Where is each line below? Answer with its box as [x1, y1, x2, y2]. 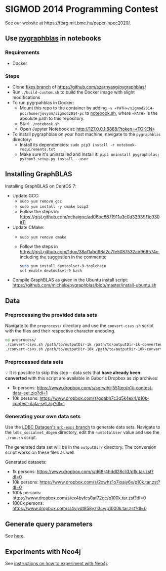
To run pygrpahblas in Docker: [12, 99, 74, 105]
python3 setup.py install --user [19, 156, 89, 161]
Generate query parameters [5, 520, 93, 528]
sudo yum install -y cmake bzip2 [19, 204, 89, 209]
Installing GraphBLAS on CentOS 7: [5, 183, 77, 189]
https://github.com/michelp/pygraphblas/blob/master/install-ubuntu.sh [12, 282, 157, 288]
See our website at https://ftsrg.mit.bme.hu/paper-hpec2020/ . [5, 20, 131, 26]
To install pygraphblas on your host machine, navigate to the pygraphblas [12, 131, 161, 137]
